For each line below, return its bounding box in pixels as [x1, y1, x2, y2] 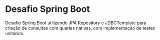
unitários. [5, 30, 25, 36]
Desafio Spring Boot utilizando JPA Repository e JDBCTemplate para [5, 20, 147, 26]
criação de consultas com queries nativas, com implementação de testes [5, 25, 156, 31]
